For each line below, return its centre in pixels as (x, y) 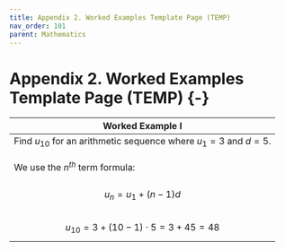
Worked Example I (142, 126)
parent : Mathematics (48, 34)
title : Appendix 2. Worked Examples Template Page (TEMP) (120, 17)
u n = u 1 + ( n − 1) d (143, 195)
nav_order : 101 (38, 26)
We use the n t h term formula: (75, 166)
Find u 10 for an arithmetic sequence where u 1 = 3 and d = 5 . (142, 142)
